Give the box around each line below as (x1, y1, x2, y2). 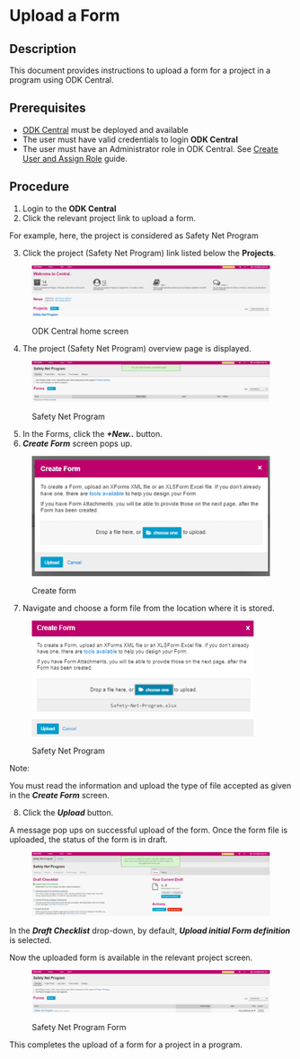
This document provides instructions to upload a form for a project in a (9, 65, 271, 76)
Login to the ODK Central (22, 203, 117, 214)
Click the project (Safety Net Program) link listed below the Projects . (22, 247, 277, 258)
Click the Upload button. (22, 806, 114, 818)
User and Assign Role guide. (22, 153, 128, 164)
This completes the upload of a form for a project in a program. (9, 1039, 243, 1050)
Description (9, 41, 76, 57)
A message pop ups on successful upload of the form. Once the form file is (9, 824, 288, 835)
